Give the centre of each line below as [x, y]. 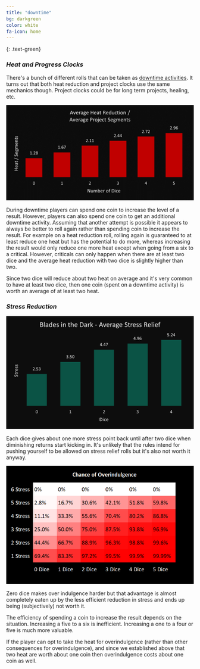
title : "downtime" [29, 13]
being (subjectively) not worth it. [46, 606]
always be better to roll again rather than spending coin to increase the [93, 229]
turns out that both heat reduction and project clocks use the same [88, 84]
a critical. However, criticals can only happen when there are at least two [95, 254]
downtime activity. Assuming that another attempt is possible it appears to [97, 222]
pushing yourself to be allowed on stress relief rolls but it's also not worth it [98, 451]
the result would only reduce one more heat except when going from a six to [100, 248]
